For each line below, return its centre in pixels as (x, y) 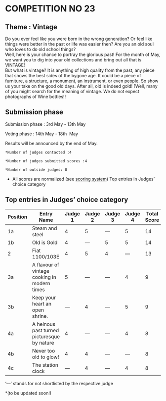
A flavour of (45, 264)
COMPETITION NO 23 (50, 9)
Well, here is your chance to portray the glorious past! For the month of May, (83, 54)
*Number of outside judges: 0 (36, 170)
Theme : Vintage (31, 27)
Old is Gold (45, 242)
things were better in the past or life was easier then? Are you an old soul (80, 44)
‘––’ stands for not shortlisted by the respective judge (59, 383)
